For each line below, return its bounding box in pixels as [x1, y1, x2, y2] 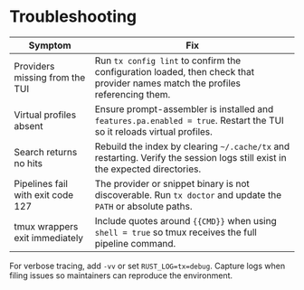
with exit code [14, 188, 74, 201]
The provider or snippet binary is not [94, 177, 251, 190]
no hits [14, 156, 43, 169]
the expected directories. [94, 163, 202, 175]
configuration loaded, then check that [94, 65, 255, 78]
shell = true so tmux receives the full [94, 226, 258, 239]
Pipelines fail [14, 177, 68, 190]
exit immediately [14, 231, 84, 244]
